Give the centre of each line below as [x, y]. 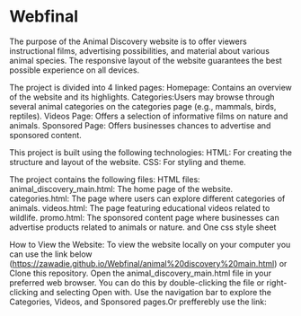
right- [277, 282]
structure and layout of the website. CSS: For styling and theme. [128, 162]
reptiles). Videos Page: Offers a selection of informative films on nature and [149, 116]
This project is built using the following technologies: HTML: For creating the [150, 152]
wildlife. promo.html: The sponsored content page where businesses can [145, 217]
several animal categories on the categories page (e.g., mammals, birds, [143, 106]
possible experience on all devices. [75, 70]
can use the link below [51, 254]
